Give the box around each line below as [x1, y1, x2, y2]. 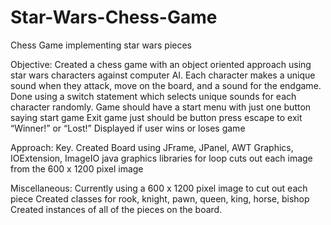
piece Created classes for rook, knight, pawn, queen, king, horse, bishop [10, 192, 310, 205]
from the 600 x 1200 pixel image [10, 162, 144, 175]
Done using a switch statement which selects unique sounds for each [10, 90, 297, 102]
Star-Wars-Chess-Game [10, 6, 218, 29]
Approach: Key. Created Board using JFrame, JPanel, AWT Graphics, [10, 141, 294, 153]
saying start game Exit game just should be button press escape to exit [10, 111, 303, 123]
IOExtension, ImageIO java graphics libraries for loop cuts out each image [10, 152, 313, 164]
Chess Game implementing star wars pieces [10, 39, 192, 51]
